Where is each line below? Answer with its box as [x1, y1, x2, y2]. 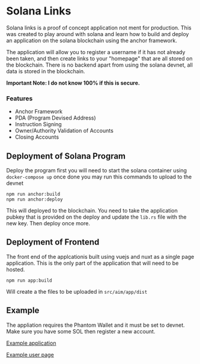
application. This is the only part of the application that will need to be [6, 259, 179, 267]
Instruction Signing [14, 121, 62, 128]
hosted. [6, 265, 25, 273]
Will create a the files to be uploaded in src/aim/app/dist [6, 288, 148, 295]
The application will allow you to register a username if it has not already [6, 48, 186, 55]
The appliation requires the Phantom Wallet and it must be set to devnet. [6, 321, 185, 329]
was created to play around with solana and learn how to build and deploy [6, 30, 189, 37]
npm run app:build [6, 278, 52, 284]
